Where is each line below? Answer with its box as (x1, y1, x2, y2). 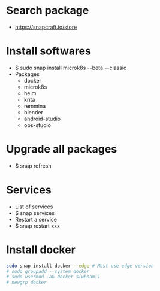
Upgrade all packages (6, 143, 117, 156)
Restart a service (14, 216, 57, 223)
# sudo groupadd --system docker (6, 268, 90, 274)
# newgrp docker (6, 280, 47, 286)
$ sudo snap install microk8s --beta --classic (14, 64, 127, 71)
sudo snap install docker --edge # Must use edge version (6, 263, 154, 269)
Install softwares (6, 44, 92, 58)
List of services (14, 203, 53, 210)
